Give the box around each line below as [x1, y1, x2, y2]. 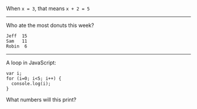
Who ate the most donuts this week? [6, 22, 94, 29]
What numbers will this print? [6, 96, 77, 103]
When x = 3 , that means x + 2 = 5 [6, 5, 90, 12]
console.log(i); [11, 81, 51, 87]
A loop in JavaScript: [6, 59, 57, 66]
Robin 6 [6, 43, 28, 49]
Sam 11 [6, 38, 28, 44]
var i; [6, 70, 22, 76]
